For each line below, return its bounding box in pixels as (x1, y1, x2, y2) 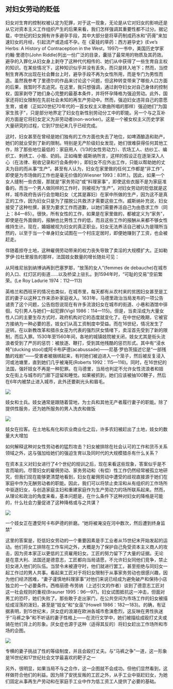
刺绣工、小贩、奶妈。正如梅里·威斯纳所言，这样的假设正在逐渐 (19, 152, 151, 158)
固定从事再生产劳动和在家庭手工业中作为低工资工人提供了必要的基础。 (9, 678, 159, 684)
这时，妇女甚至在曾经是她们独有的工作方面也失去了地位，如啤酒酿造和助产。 (5, 133, 168, 139)
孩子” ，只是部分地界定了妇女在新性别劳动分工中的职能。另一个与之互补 (14, 110, 166, 116)
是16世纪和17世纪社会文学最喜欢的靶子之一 (5, 654, 96, 660)
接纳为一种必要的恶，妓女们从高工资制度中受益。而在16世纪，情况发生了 (9, 321, 164, 327)
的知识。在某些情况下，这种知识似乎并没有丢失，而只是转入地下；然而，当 (5, 64, 163, 70)
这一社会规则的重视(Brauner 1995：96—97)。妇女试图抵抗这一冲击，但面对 (5, 589, 165, 595)
